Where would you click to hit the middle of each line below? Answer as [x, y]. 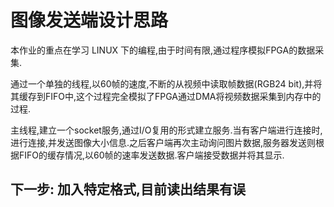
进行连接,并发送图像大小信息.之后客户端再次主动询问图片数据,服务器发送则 [163, 142]
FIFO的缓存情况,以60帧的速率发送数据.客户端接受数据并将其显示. [151, 155]
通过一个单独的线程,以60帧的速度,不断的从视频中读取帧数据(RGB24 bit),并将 [166, 83]
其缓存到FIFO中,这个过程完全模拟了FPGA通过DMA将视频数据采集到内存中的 [166, 96]
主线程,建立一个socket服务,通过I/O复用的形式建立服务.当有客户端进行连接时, [166, 130]
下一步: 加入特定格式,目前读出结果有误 [128, 189]
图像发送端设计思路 [89, 20]
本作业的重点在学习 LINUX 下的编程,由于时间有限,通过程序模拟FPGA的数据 [163, 50]
